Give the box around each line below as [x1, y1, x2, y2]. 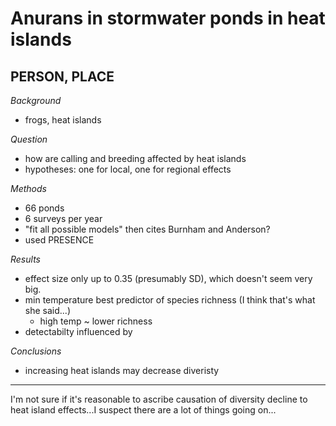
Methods [10, 183, 47, 194]
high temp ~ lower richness [39, 315, 153, 327]
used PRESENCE [24, 234, 95, 246]
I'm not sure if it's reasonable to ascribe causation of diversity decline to [10, 393, 308, 405]
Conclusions [10, 345, 62, 357]
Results [10, 253, 41, 265]
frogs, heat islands [24, 114, 102, 126]
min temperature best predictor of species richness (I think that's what [24, 294, 316, 306]
